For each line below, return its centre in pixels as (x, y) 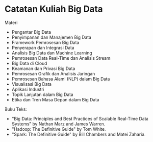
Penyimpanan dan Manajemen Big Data (51, 37)
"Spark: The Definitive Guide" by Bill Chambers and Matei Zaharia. (78, 134)
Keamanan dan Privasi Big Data (43, 68)
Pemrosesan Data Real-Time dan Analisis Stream (61, 58)
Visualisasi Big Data (32, 84)
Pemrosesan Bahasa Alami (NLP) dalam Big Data (61, 79)
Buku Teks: (16, 109)
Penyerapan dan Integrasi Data (43, 47)
